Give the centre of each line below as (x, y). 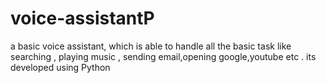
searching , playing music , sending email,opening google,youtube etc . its (163, 56)
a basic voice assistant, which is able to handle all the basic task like (151, 46)
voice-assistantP (82, 18)
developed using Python (60, 67)
